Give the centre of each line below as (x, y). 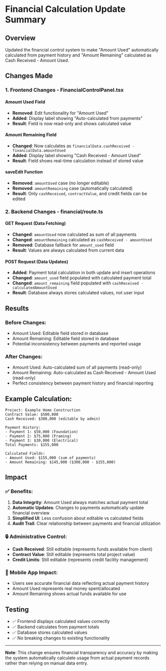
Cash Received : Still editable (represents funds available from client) (82, 549)
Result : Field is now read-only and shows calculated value (72, 123)
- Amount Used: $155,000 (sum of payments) (51, 458)
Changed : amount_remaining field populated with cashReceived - (78, 283)
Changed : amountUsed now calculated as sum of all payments (74, 234)
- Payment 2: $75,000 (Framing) (38, 436)
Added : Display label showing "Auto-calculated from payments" (77, 118)
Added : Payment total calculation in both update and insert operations (84, 273)
